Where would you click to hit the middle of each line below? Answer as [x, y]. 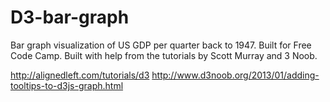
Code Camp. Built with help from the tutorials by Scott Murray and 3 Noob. [164, 55]
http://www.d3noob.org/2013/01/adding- [235, 75]
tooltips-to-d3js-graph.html [67, 85]
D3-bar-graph [70, 17]
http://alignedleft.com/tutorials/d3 [80, 75]
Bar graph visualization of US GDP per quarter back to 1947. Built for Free [161, 45]
